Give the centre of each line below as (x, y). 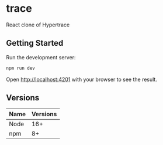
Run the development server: (41, 57)
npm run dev (20, 68)
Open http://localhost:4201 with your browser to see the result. (82, 79)
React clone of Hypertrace (38, 25)
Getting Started (35, 43)
